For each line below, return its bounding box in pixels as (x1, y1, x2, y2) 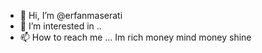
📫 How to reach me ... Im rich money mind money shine (19, 31, 252, 43)
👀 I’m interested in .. (19, 20, 102, 32)
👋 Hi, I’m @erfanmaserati (19, 10, 123, 21)
